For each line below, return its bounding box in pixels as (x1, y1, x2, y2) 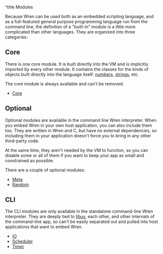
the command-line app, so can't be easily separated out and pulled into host (5, 219, 158, 225)
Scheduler (12, 238, 33, 244)
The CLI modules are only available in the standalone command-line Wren (5, 208, 153, 214)
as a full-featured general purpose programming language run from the (5, 19, 148, 24)
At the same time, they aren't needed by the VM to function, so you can (5, 147, 148, 153)
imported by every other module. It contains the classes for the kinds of (5, 66, 149, 72)
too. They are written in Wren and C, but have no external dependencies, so (5, 127, 157, 133)
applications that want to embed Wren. (5, 224, 83, 230)
